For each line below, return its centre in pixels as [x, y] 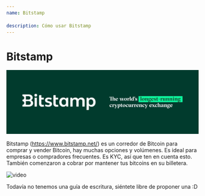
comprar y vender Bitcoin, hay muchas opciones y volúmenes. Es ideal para [102, 150]
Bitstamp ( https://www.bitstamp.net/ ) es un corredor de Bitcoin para [92, 144]
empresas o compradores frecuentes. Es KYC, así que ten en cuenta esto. [99, 157]
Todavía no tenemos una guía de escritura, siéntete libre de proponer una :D [102, 187]
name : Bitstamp [26, 13]
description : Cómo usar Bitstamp [49, 26]
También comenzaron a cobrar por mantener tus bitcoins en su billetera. [97, 163]
